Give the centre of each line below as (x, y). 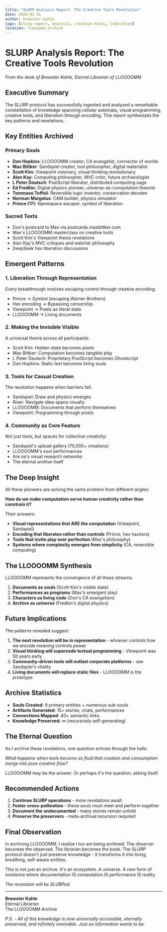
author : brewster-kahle (30, 19)
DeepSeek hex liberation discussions (50, 248)
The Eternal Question (39, 736)
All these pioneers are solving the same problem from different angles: (77, 490)
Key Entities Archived (39, 136)
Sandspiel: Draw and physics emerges (52, 397)
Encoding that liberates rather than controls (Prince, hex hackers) (81, 534)
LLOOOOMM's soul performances (47, 451)
